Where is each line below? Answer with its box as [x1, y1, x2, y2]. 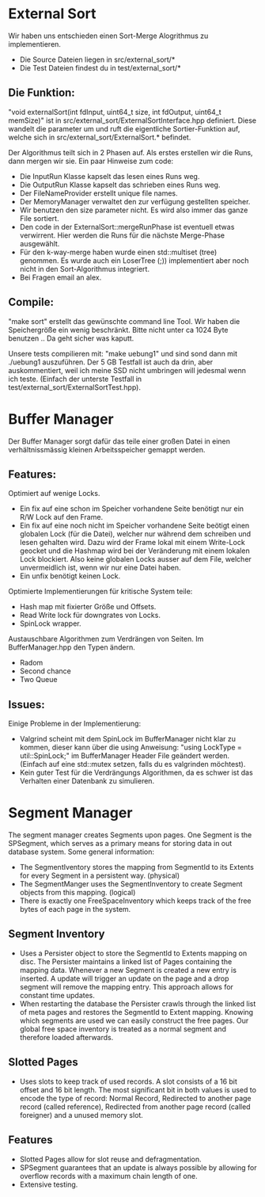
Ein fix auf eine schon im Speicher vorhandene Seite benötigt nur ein [19, 504, 244, 513]
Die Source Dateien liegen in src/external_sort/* [19, 55, 176, 64]
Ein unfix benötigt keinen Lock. [19, 571, 121, 581]
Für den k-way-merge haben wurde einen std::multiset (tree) [19, 247, 218, 257]
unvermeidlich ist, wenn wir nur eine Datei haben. [19, 563, 181, 573]
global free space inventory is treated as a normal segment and [19, 1024, 227, 1034]
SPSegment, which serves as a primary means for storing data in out [8, 839, 233, 848]
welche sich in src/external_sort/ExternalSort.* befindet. [8, 132, 191, 142]
